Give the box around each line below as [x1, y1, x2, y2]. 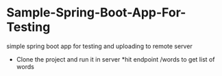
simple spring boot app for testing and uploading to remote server [6, 42, 193, 50]
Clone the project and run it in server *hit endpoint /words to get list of [16, 55, 215, 63]
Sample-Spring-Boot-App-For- [6, 5, 186, 21]
